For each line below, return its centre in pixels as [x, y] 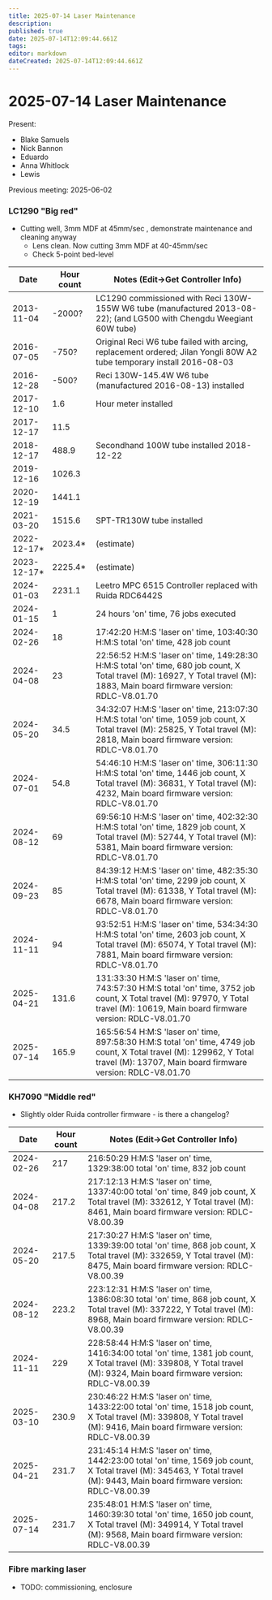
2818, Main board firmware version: [164, 740]
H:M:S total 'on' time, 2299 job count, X [171, 881]
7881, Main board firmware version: [164, 955]
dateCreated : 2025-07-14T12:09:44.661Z [76, 62]
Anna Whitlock [45, 165]
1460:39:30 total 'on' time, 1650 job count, [170, 1515]
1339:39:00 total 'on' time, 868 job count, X [172, 1245]
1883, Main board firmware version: [164, 686]
